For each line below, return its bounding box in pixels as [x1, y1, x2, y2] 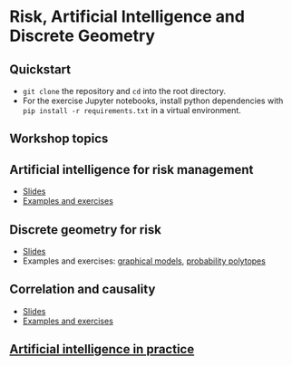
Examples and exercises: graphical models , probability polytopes [22, 255, 266, 266]
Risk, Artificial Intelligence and [9, 6, 245, 27]
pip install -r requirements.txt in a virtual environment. [22, 105, 242, 115]
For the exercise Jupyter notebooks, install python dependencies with [22, 95, 284, 106]
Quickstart [9, 62, 72, 77]
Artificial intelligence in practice [9, 342, 195, 357]
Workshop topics [9, 131, 109, 147]
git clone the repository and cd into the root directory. [22, 86, 227, 96]
